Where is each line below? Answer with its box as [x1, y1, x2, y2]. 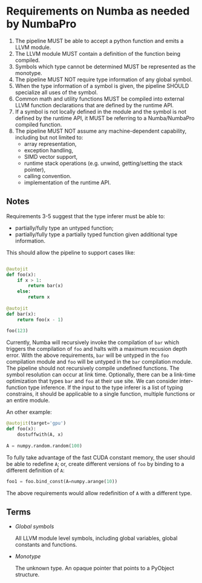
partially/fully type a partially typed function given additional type [15, 230, 178, 238]
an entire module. [6, 397, 50, 404]
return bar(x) [28, 283, 64, 289]
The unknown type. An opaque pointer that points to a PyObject [15, 565, 174, 572]
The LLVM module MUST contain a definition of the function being [15, 50, 181, 57]
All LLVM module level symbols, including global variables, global [15, 535, 178, 542]
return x [28, 294, 50, 301]
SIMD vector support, [24, 153, 78, 160]
